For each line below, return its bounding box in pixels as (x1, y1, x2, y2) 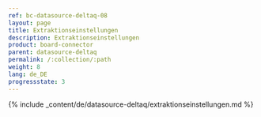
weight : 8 (8, 63, 41, 71)
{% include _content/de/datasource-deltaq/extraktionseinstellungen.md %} (8, 100, 254, 109)
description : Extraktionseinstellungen (8, 33, 140, 42)
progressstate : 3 (8, 77, 66, 85)
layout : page (8, 19, 51, 27)
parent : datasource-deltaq (8, 48, 97, 56)
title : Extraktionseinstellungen (8, 26, 119, 34)
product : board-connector (8, 41, 93, 49)
